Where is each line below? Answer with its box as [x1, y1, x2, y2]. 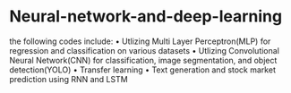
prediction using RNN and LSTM [9, 73, 128, 84]
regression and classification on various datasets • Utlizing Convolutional [9, 45, 280, 55]
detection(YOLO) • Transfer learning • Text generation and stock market [9, 64, 276, 75]
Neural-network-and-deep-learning [9, 6, 283, 27]
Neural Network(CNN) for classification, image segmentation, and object [9, 55, 278, 65]
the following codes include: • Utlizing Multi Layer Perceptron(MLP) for [9, 36, 271, 46]
